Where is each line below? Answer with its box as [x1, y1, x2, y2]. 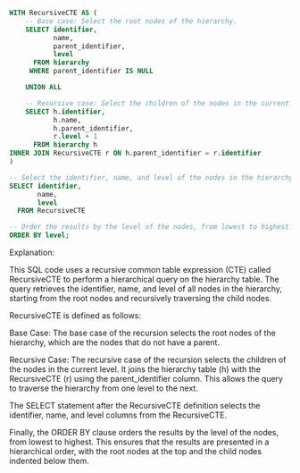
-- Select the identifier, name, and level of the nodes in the [9, 173, 254, 182]
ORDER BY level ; [9, 231, 70, 241]
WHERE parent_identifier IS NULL [29, 67, 154, 76]
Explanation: [9, 247, 55, 258]
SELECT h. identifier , [25, 107, 105, 116]
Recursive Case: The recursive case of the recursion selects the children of [9, 354, 287, 365]
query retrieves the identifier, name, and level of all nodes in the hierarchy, [9, 283, 283, 294]
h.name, [53, 115, 82, 124]
